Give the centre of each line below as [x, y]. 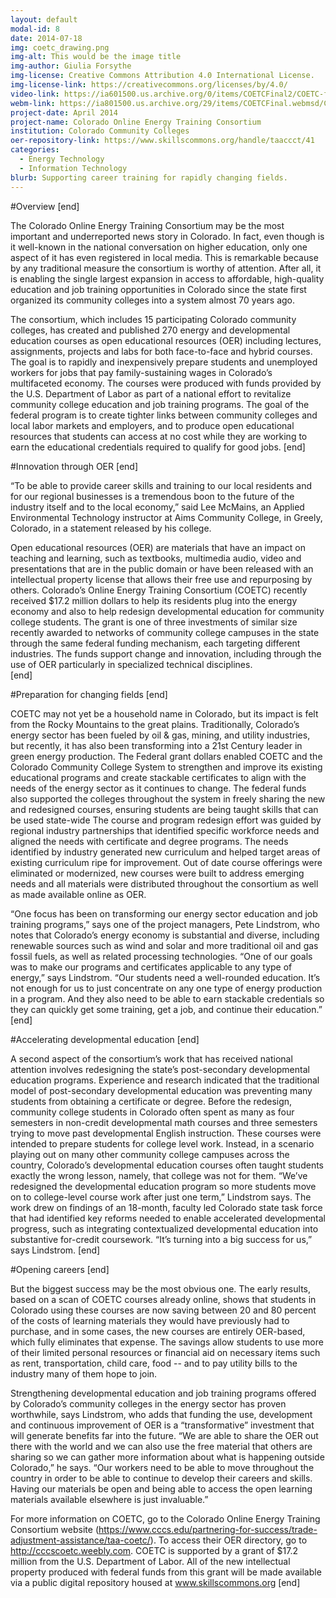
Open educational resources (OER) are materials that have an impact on [158, 547]
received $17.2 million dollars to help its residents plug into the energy [154, 600]
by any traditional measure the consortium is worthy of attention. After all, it [166, 268]
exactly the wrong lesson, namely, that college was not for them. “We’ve [159, 1175]
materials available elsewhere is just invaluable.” [109, 1499]
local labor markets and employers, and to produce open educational [152, 425]
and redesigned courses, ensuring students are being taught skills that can [164, 809]
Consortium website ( [54, 1529]
